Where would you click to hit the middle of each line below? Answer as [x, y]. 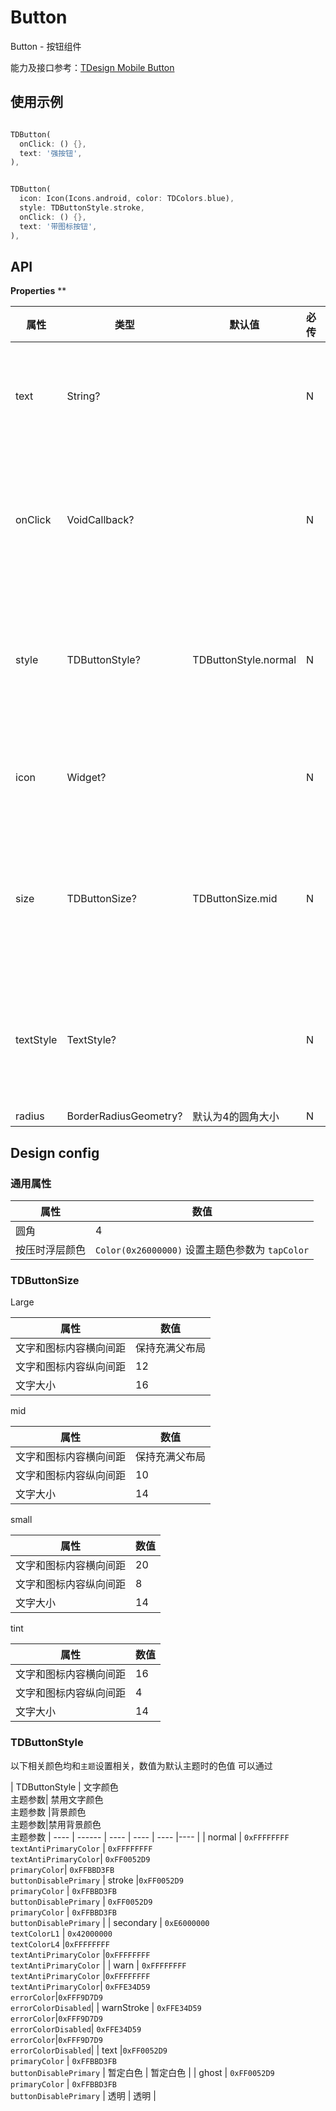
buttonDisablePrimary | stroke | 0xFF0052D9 [97, 1880]
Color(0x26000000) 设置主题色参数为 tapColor [202, 1249]
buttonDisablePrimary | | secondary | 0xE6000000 [110, 1922]
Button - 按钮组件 [46, 46]
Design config [55, 1152]
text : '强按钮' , [51, 153]
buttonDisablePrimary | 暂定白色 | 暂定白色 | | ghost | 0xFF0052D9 [142, 2072]
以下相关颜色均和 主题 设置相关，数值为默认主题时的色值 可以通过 [141, 1765]
